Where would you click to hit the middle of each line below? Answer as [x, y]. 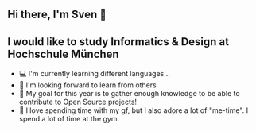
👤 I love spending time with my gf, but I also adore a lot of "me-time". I [134, 110]
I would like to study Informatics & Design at [118, 42]
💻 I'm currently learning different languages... [94, 74]
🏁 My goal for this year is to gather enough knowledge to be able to [129, 94]
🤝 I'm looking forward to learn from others [87, 85]
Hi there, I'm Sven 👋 [57, 15]
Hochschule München [64, 54]
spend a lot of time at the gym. [69, 119]
